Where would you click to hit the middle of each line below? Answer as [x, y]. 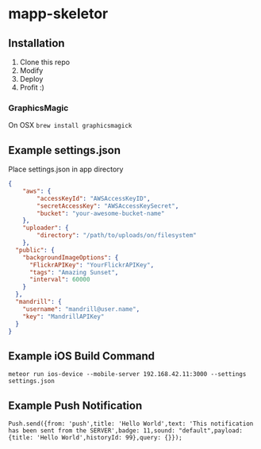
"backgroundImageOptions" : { [71, 257]
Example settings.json [65, 150]
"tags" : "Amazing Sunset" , [74, 272]
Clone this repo [44, 62]
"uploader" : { [46, 228]
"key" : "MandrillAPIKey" [63, 317]
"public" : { [35, 250]
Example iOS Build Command [82, 356]
